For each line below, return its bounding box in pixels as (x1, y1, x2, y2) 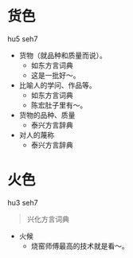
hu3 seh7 (7, 197, 38, 207)
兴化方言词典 (26, 214, 69, 224)
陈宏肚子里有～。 (30, 100, 88, 110)
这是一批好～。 (30, 70, 80, 80)
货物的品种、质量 (18, 110, 76, 119)
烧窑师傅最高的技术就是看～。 (30, 240, 129, 251)
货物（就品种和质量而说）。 (18, 50, 107, 60)
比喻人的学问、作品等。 (18, 80, 96, 90)
